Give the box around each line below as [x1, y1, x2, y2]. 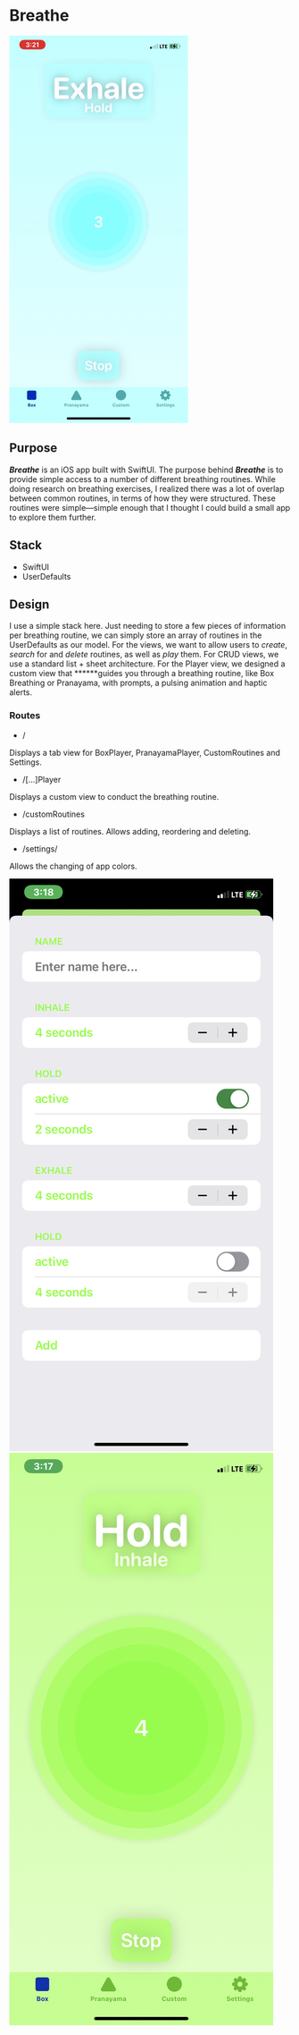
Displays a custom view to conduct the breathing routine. [9, 791, 220, 801]
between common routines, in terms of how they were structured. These [9, 493, 277, 504]
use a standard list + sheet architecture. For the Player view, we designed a [9, 658, 286, 669]
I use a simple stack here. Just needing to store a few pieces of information [9, 621, 287, 632]
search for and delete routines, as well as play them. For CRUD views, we [9, 649, 279, 660]
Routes [9, 709, 41, 722]
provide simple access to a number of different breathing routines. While [9, 473, 277, 484]
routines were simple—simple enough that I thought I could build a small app [9, 502, 291, 513]
